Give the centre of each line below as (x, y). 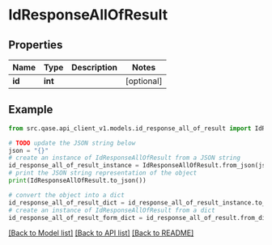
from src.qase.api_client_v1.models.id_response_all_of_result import (130, 128)
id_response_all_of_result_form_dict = (76, 218)
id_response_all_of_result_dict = (67, 203)
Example (31, 110)
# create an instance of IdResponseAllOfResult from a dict (112, 210)
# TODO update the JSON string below (72, 143)
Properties (36, 45)
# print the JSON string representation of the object (103, 173)
